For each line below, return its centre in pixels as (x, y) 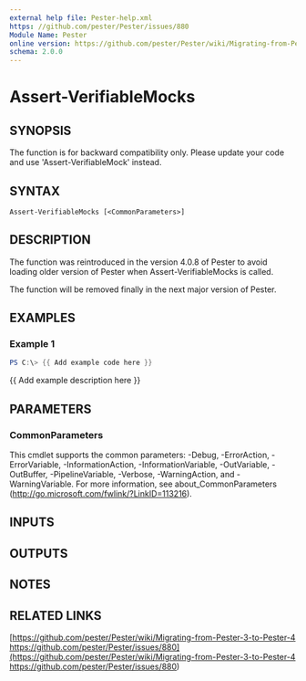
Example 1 (32, 344)
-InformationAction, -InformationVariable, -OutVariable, (167, 465)
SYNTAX (35, 191)
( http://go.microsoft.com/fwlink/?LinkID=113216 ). (101, 493)
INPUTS (32, 523)
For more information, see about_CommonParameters (177, 484)
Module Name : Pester (49, 35)
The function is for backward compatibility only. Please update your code (147, 152)
